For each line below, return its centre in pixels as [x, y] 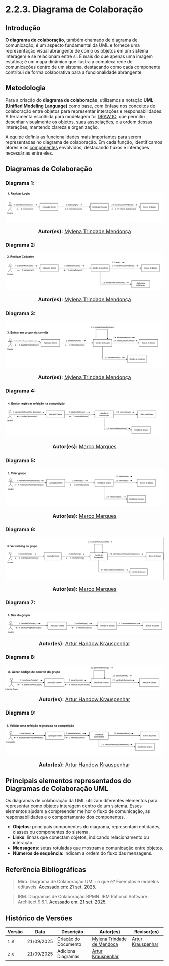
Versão [15, 931]
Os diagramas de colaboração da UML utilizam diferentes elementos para [81, 801]
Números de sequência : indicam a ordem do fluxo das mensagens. [82, 853]
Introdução [23, 28]
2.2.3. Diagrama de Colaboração [74, 9]
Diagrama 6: [21, 530]
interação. [23, 843]
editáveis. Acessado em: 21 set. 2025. [57, 887]
